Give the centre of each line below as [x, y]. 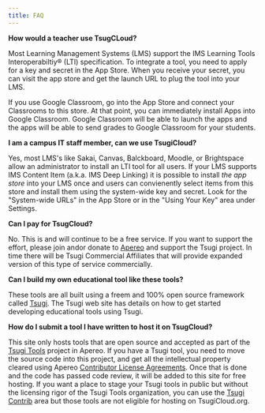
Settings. [22, 208]
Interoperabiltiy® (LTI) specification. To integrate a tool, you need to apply [128, 62]
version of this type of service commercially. [80, 264]
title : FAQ [26, 15]
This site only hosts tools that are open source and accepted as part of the [129, 342]
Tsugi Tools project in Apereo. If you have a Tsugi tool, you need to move [127, 350]
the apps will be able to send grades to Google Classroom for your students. [132, 127]
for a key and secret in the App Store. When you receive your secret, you [127, 70]
